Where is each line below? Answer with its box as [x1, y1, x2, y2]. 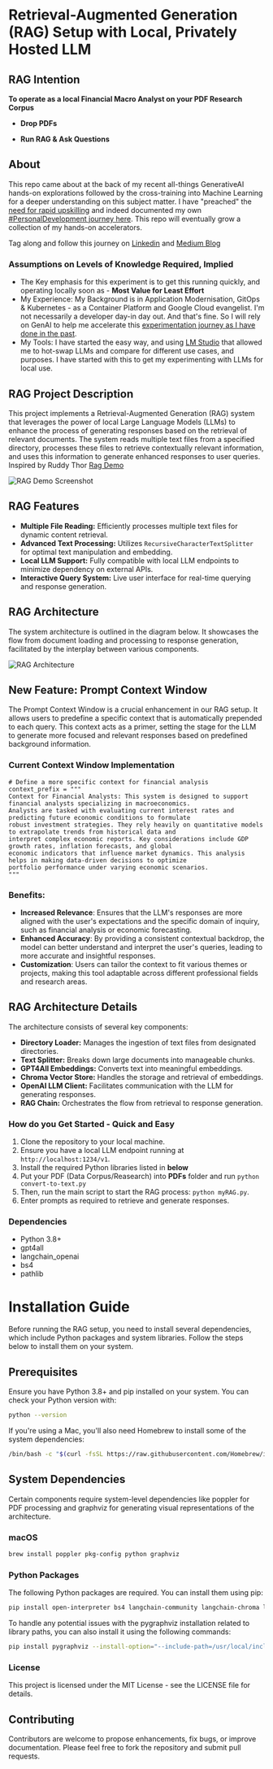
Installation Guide [8, 1298, 130, 1316]
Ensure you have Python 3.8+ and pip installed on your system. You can [8, 1387, 249, 1397]
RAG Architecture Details [8, 1000, 138, 1014]
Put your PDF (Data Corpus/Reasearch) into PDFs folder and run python [19, 1172, 260, 1182]
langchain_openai [19, 1251, 80, 1261]
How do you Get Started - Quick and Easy [8, 1118, 175, 1129]
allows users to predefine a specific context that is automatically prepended [8, 713, 262, 723]
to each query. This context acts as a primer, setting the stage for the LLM [8, 722, 257, 732]
